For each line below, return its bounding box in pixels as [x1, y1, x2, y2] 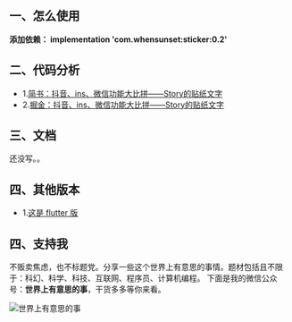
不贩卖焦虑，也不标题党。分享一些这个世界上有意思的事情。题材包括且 [9, 262, 268, 273]
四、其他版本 [9, 182, 80, 197]
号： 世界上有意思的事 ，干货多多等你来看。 [9, 284, 166, 295]
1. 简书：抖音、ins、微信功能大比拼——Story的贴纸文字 [21, 88, 223, 98]
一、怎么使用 [9, 8, 80, 24]
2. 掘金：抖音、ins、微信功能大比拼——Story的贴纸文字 [21, 99, 225, 110]
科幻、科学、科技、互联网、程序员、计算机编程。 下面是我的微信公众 [24, 273, 278, 284]
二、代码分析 [9, 63, 80, 78]
